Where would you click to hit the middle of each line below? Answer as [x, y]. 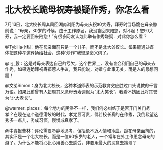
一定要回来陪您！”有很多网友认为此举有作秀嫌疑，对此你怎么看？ [82, 36]
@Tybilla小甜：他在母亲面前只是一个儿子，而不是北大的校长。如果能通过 [77, 47]
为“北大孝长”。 [20, 98]
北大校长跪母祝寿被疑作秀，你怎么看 [77, 10]
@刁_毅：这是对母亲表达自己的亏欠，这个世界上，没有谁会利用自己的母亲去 [80, 63]
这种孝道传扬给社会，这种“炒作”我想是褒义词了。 [62, 53]
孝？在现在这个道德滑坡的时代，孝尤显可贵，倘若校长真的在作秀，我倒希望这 [81, 114]
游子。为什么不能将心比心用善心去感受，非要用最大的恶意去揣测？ [71, 142]
